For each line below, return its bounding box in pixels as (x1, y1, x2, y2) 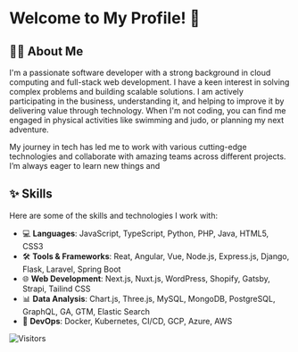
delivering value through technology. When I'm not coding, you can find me (9, 105, 286, 115)
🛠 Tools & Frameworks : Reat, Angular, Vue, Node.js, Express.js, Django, (21, 250, 290, 262)
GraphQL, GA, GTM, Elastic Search (21, 306, 150, 316)
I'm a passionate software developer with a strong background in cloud (9, 67, 271, 78)
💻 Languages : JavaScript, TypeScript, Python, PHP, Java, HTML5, (21, 228, 269, 239)
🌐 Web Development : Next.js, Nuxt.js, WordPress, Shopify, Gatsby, (21, 272, 270, 284)
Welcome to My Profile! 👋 (9, 8, 201, 29)
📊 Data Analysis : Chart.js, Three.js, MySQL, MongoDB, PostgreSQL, (21, 293, 276, 304)
